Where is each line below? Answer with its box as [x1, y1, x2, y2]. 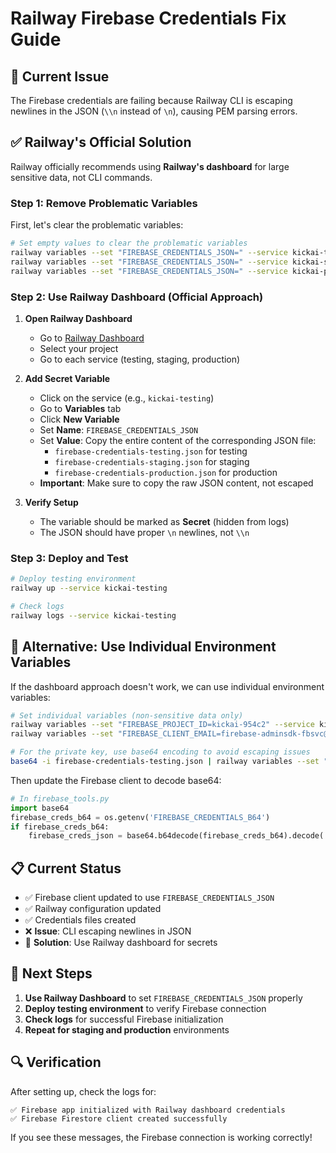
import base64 [10, 803, 70, 813]
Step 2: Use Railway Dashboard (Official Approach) [10, 290, 264, 304]
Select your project [39, 342, 119, 354]
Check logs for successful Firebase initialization [24, 1013, 224, 1025]
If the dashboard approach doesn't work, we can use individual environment [10, 680, 325, 692]
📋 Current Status [10, 860, 122, 877]
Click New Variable [39, 413, 120, 425]
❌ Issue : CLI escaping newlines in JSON [24, 925, 192, 937]
